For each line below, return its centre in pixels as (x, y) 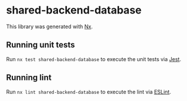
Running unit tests (41, 45)
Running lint (29, 78)
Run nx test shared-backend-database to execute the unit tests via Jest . (94, 59)
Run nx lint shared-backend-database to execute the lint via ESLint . (89, 92)
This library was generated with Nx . (49, 26)
